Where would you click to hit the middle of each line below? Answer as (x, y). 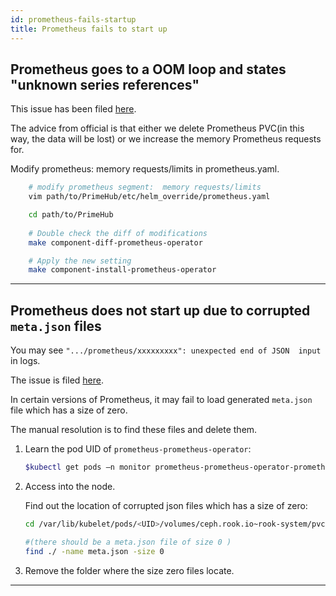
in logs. (25, 361)
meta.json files (56, 326)
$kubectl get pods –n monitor (88, 467)
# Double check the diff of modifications (118, 233)
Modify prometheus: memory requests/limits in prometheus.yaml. (145, 169)
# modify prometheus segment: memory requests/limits (145, 187)
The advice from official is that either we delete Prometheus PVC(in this (157, 128)
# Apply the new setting (80, 261)
